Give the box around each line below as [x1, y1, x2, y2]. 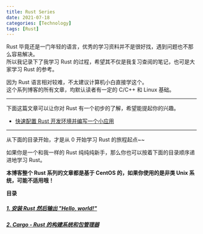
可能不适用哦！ [16, 177, 54, 184]
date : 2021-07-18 [6, 15, 50, 21]
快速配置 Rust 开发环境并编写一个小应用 [14, 117, 114, 125]
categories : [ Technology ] [6, 20, 71, 26]
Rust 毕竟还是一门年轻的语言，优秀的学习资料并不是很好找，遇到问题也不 [6, 43, 188, 50]
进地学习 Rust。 [6, 157, 46, 164]
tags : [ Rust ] [6, 25, 39, 32]
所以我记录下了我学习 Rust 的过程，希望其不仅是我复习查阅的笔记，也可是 [6, 58, 190, 65]
